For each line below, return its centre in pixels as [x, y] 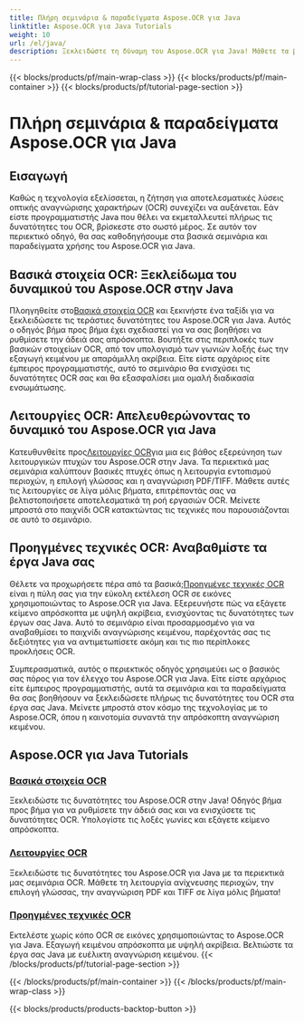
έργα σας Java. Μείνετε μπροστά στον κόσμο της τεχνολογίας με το [139, 707]
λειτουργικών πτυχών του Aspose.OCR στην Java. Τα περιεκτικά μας [139, 461]
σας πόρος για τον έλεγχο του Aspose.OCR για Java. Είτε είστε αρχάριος [148, 678]
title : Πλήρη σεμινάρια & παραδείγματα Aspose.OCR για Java [125, 18]
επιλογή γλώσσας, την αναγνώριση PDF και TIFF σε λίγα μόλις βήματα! [145, 892]
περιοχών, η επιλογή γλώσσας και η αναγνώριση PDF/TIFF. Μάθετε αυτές [149, 480]
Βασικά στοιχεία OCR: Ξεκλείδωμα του [123, 274]
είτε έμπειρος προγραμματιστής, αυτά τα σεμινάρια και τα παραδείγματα [148, 688]
